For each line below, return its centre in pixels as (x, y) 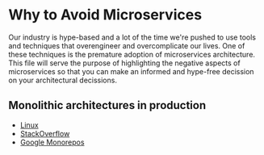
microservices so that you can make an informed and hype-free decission (131, 71)
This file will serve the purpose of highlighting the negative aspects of (124, 63)
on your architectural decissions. (63, 80)
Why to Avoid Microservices (105, 15)
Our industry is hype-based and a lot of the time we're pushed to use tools (132, 37)
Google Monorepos (52, 142)
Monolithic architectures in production (107, 105)
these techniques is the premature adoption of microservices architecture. (132, 54)
